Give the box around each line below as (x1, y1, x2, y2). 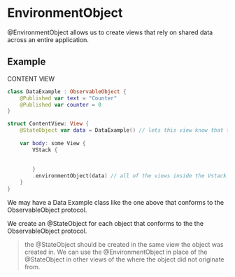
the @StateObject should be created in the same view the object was (24, 240, 224, 248)
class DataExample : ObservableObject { (7, 88, 127, 95)
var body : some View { (20, 140, 86, 147)
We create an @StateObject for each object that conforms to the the (7, 219, 204, 227)
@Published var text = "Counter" (20, 95, 117, 102)
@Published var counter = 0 (20, 101, 101, 108)
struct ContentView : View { (7, 121, 90, 128)
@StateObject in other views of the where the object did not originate (24, 255, 225, 264)
